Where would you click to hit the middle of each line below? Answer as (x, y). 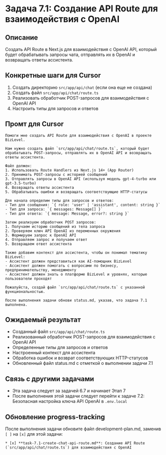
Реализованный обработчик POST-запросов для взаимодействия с (84, 337)
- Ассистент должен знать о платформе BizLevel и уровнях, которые (76, 274)
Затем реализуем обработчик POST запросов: (51, 222)
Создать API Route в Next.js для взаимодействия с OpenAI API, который (81, 49)
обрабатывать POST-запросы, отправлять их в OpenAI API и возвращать (79, 153)
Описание (22, 37)
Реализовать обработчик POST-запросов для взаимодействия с (81, 98)
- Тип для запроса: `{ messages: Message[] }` (54, 209)
